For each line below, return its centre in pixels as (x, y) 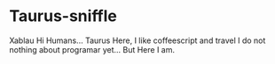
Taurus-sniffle (63, 16)
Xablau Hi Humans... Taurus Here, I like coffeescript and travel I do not (137, 40)
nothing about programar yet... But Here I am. (92, 49)
